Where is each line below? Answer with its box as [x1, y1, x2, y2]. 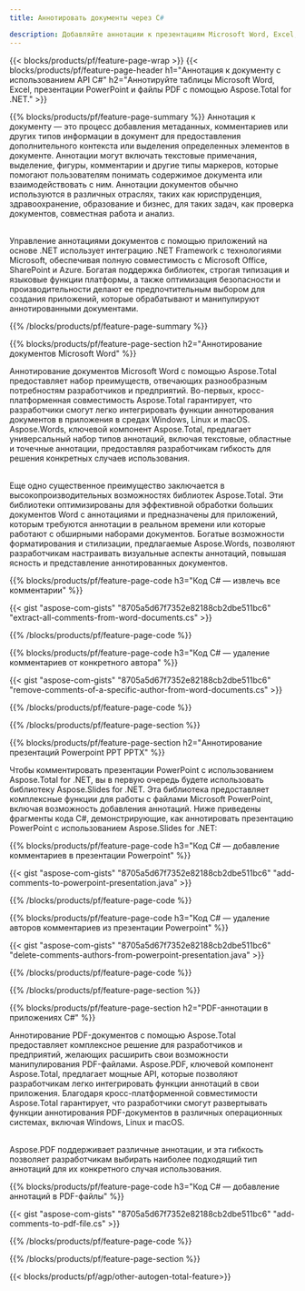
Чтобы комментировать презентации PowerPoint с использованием [9, 764, 274, 775]
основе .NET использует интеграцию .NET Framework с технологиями [9, 245, 281, 256]
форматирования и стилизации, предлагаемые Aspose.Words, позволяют [9, 538, 296, 549]
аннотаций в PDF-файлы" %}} [9, 1190, 124, 1202]
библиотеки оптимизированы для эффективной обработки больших [9, 499, 274, 510]
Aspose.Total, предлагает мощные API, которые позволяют [9, 1068, 239, 1079]
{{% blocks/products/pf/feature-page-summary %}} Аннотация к [9, 111, 256, 122]
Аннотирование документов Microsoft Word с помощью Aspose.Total [9, 365, 277, 376]
